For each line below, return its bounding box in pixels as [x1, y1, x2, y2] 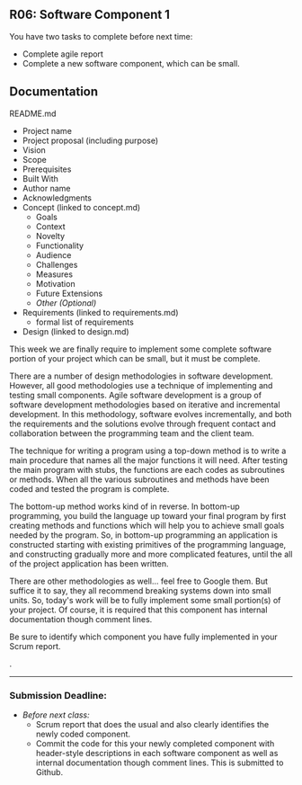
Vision [22, 144, 47, 156]
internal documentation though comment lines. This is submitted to [35, 757, 284, 768]
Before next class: [22, 709, 90, 720]
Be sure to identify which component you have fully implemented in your [9, 631, 279, 642]
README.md [9, 108, 57, 119]
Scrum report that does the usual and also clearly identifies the [35, 718, 270, 729]
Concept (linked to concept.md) [22, 201, 141, 212]
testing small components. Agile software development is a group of [9, 389, 262, 400]
